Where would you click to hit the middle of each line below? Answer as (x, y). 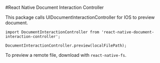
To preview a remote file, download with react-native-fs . (66, 55)
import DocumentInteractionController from (52, 32)
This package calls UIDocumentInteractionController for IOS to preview (80, 17)
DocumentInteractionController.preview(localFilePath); (66, 46)
